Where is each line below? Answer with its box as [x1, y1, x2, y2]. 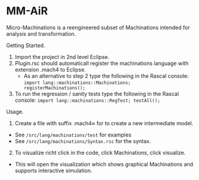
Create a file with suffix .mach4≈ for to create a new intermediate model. [14, 119, 194, 126]
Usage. [6, 108, 24, 115]
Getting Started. [6, 42, 46, 49]
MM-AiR [6, 4, 48, 18]
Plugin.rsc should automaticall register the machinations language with [14, 60, 189, 67]
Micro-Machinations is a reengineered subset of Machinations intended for [6, 24, 190, 31]
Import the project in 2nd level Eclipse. [14, 53, 110, 60]
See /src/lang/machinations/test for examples [14, 131, 132, 138]
